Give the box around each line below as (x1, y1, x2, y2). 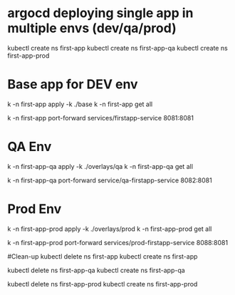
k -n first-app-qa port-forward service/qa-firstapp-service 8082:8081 (7, 176, 212, 185)
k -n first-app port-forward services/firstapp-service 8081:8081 (7, 113, 194, 122)
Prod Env (7, 201, 62, 217)
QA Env (7, 139, 52, 155)
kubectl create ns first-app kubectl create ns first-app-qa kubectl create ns (7, 43, 228, 52)
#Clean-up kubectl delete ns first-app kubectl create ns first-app (7, 252, 198, 261)
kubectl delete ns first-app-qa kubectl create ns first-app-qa (7, 266, 185, 274)
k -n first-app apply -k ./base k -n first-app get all (7, 100, 153, 108)
